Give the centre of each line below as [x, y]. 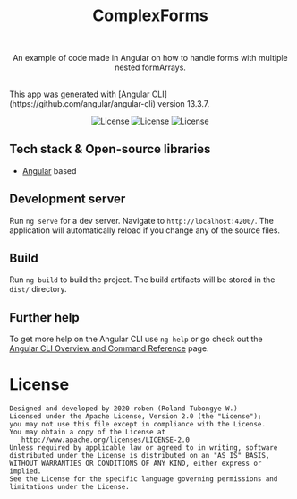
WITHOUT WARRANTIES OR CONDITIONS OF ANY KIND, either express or [136, 464]
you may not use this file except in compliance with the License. [138, 425]
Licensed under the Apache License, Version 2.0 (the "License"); [136, 417]
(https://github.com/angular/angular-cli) [83, 103]
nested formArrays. [150, 67]
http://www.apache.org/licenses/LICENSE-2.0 [106, 440]
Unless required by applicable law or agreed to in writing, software [144, 448]
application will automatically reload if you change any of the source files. [144, 230]
